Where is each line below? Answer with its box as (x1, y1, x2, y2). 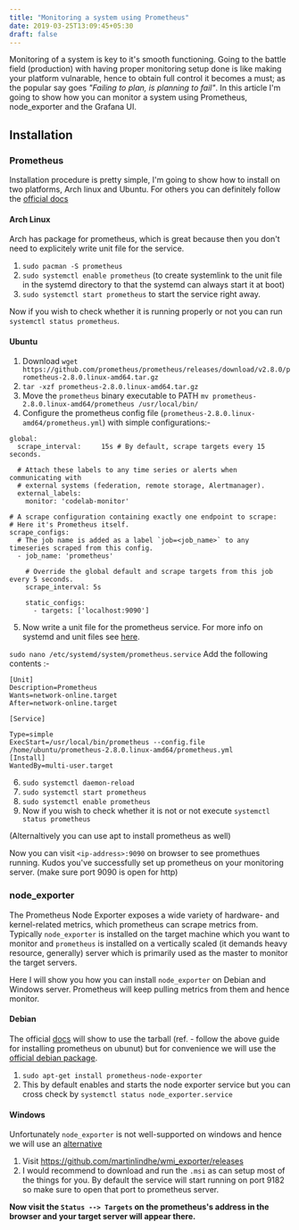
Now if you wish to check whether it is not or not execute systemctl (21, 805, 270, 817)
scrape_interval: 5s (25, 583, 102, 592)
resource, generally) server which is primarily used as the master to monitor (9, 947, 288, 958)
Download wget (21, 356, 79, 367)
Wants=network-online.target (9, 691, 118, 701)
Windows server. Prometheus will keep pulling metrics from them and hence (9, 984, 290, 994)
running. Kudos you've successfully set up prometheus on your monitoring (9, 858, 284, 868)
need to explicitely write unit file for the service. (9, 243, 185, 254)
